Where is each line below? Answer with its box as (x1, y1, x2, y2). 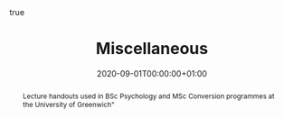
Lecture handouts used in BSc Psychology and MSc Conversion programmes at (22, 91, 275, 101)
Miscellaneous (95, 39, 209, 59)
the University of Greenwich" (22, 99, 115, 109)
